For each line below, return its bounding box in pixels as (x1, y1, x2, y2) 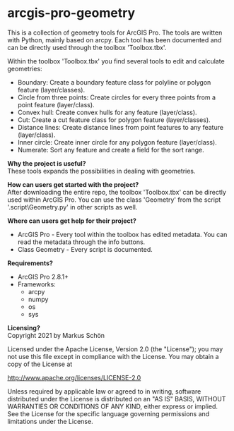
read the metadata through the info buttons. (17, 238, 146, 246)
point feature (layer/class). (17, 100, 95, 109)
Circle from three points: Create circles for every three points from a (17, 93, 216, 102)
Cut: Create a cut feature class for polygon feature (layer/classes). (17, 115, 211, 124)
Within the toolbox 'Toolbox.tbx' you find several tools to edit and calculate (7, 56, 225, 65)
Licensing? (7, 323, 41, 332)
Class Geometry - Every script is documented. (17, 245, 153, 253)
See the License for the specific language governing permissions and (7, 409, 210, 418)
